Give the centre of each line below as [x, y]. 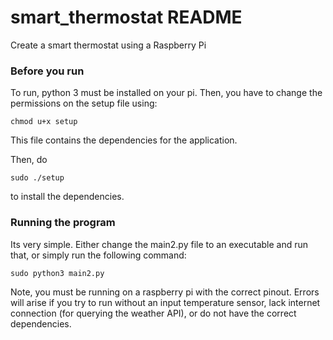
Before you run [47, 71]
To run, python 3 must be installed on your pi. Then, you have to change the [166, 93]
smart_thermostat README [126, 17]
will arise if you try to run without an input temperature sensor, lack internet [165, 302]
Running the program [63, 223]
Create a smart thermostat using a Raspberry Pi [108, 45]
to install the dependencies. [67, 197]
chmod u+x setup [44, 122]
